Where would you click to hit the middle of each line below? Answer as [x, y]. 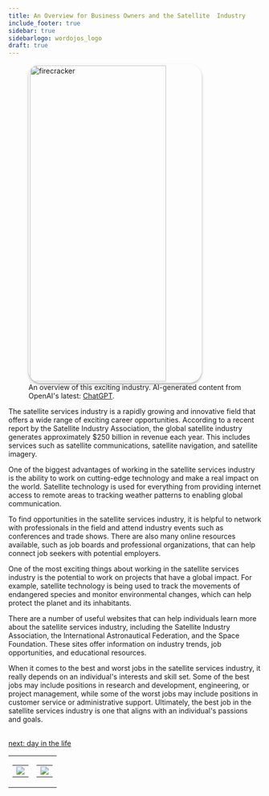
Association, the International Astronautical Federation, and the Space [124, 636]
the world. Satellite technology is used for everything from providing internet [134, 487]
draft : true [28, 46]
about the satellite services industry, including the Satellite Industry [119, 627]
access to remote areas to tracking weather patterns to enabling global [126, 495]
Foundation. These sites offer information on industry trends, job [115, 644]
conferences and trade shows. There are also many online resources [122, 536]
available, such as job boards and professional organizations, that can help [132, 545]
